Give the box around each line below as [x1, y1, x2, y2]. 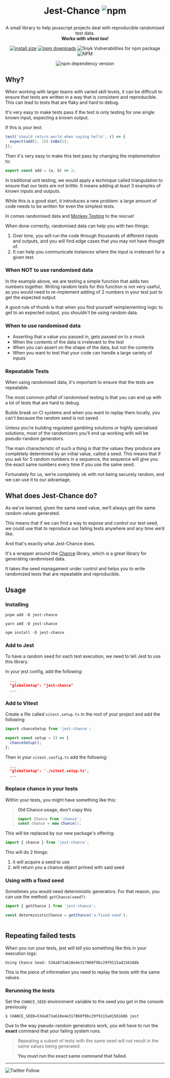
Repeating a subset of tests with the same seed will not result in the [17, 1038, 159, 1044]
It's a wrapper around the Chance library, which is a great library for [5, 550, 147, 556]
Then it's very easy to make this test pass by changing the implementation [5, 152, 160, 159]
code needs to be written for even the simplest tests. [5, 203, 115, 209]
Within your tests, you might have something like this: [5, 796, 116, 803]
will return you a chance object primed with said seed [12, 864, 125, 870]
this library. [5, 659, 29, 665]
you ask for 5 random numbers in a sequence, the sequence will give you [5, 456, 158, 462]
